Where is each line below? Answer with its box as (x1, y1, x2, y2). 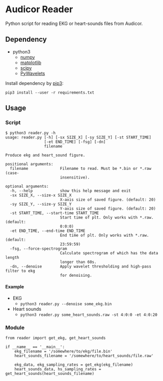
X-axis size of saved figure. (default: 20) (60, 197, 156, 202)
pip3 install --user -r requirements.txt (5, 90, 95, 95)
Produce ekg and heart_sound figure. (5, 153, 86, 158)
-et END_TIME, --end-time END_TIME (10, 228, 86, 233)
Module (5, 324, 24, 331)
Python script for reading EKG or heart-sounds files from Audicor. (5, 20, 143, 26)
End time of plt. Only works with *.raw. (60, 233, 149, 238)
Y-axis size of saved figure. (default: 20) (60, 206, 156, 212)
